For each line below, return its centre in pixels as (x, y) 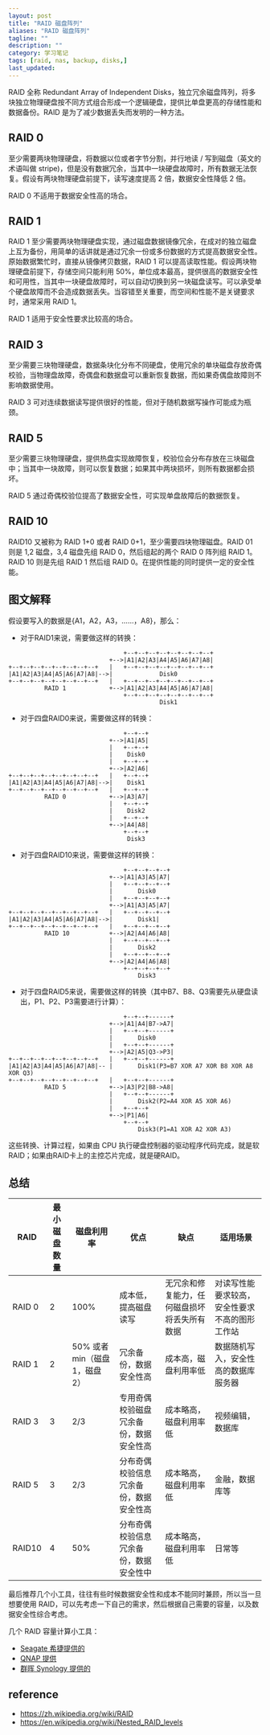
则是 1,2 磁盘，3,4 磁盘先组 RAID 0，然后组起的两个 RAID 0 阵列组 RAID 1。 (133, 552)
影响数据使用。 (33, 385)
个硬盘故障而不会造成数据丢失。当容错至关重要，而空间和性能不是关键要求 (131, 292)
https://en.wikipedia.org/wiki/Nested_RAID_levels (101, 1722)
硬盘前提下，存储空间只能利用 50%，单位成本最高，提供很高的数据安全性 (137, 272)
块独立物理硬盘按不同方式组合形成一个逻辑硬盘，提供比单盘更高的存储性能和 (135, 102)
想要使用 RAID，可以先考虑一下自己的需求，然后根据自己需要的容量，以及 (130, 1604)
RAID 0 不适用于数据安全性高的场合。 (70, 195)
